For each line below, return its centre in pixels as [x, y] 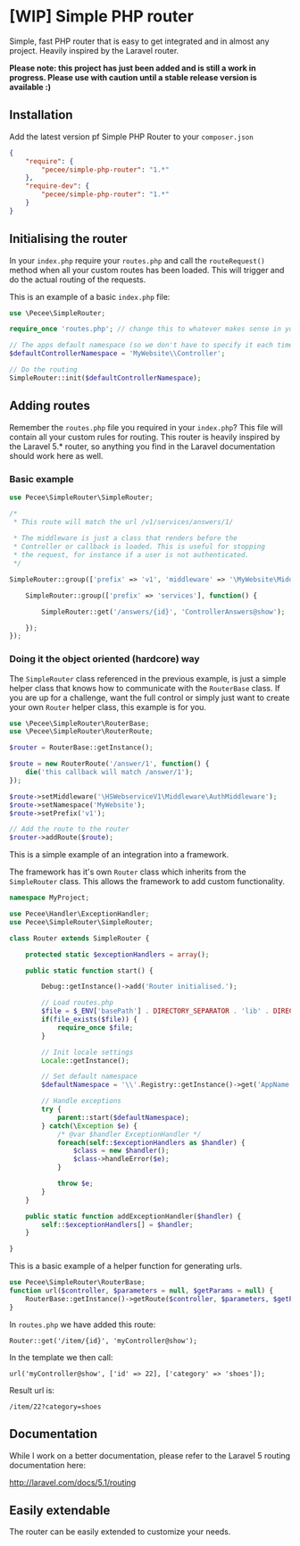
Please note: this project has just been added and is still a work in [133, 68]
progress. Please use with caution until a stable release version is [133, 77]
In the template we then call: [61, 1357]
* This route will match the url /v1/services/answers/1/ [123, 522]
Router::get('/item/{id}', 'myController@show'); [104, 1341]
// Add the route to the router [69, 829]
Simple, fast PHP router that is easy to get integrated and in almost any [139, 41]
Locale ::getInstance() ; [85, 1060]
